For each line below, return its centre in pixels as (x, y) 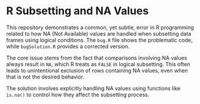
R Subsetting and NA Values (78, 11)
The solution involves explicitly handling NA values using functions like (93, 88)
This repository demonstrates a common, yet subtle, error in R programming (100, 27)
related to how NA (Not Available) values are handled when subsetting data (99, 33)
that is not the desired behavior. (46, 77)
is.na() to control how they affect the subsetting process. (78, 94)
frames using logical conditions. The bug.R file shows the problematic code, (99, 40)
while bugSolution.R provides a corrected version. (68, 46)
